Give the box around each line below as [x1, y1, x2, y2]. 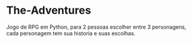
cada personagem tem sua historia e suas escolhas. [6, 29, 136, 36]
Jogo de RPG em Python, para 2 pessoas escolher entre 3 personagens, [6, 23, 187, 30]
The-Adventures [6, 4, 92, 17]
